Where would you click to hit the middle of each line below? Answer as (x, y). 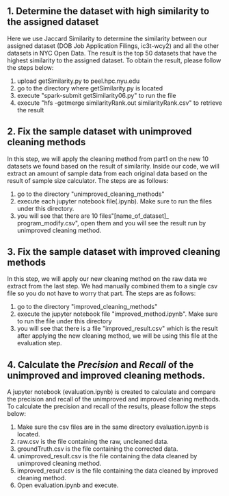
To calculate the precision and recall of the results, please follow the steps (112, 406)
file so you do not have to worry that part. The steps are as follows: (102, 293)
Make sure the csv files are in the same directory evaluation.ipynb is (113, 427)
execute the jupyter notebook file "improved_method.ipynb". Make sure (117, 314)
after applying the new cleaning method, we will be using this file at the (117, 336)
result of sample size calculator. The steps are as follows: (88, 180)
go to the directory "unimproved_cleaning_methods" (91, 194)
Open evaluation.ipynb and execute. (68, 485)
